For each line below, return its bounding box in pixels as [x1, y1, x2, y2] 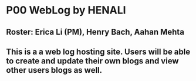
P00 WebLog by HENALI [6, 4, 126, 17]
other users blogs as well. [6, 65, 103, 75]
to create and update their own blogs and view [6, 56, 179, 66]
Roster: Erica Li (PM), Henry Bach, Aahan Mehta [6, 27, 185, 37]
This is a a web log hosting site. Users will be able [6, 46, 191, 56]
